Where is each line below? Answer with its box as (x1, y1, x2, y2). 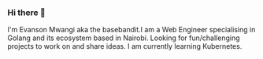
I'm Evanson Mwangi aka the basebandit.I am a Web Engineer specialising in (7, 25, 256, 35)
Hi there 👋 (7, 7, 46, 18)
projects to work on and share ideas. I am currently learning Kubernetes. (7, 42, 243, 51)
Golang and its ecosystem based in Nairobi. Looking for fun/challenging (7, 33, 241, 42)
